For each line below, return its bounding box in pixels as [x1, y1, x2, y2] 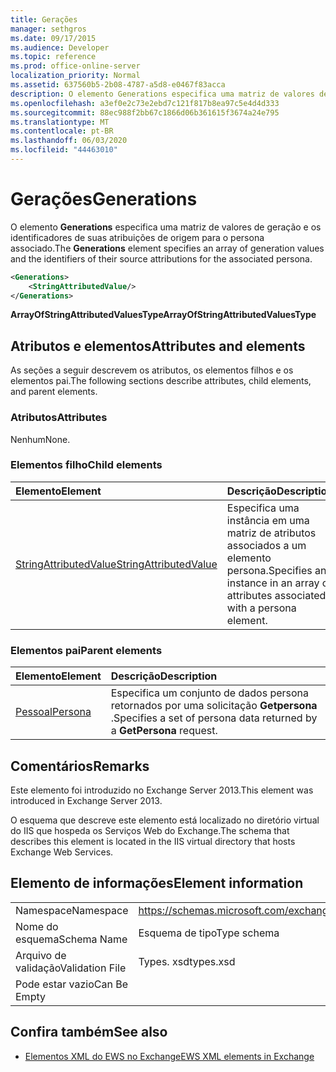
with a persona [226, 601, 297, 615]
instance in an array [226, 576, 320, 590]
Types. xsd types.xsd [138, 954, 236, 968]
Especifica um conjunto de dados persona [110, 686, 310, 700]
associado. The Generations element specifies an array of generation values [10, 242, 325, 254]
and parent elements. [10, 386, 98, 398]
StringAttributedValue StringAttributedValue [15, 557, 218, 571]
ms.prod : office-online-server [10, 61, 141, 71]
